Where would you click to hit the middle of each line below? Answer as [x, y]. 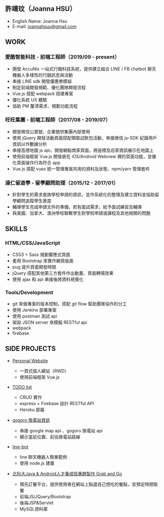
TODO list [22, 387]
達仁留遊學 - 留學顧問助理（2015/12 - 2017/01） [62, 183]
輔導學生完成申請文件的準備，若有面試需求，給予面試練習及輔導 [77, 207]
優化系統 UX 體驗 [30, 100]
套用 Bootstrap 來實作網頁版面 [43, 260]
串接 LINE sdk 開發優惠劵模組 [42, 81]
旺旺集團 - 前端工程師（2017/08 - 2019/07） [58, 120]
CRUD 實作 [31, 397]
